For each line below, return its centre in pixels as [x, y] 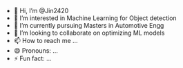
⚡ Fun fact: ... [32, 58]
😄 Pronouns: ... [36, 51]
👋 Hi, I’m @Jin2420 [41, 11]
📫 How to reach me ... [46, 41]
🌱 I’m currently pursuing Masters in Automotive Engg [89, 25]
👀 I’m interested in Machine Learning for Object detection [95, 18]
